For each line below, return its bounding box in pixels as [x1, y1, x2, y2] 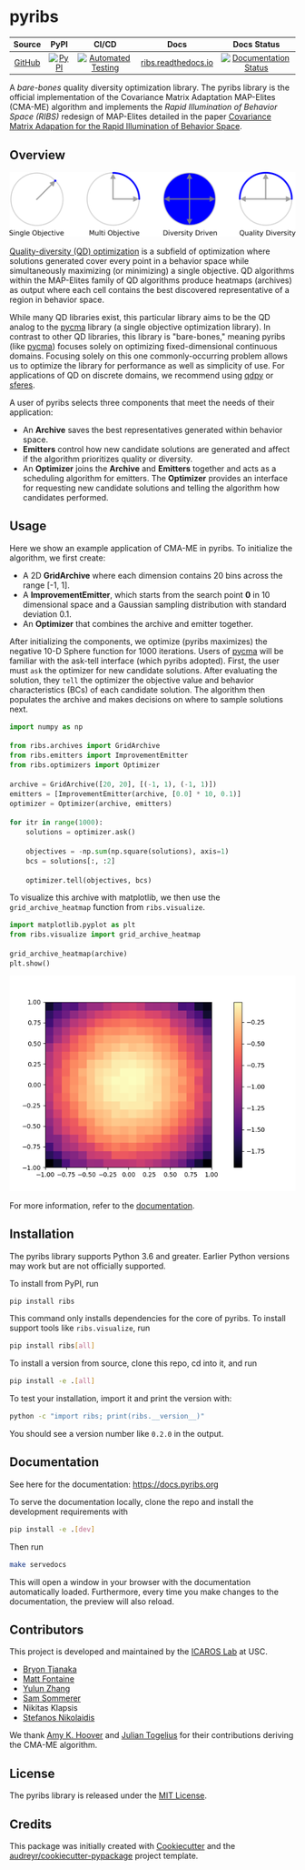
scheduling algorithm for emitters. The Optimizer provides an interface [22, 472, 289, 483]
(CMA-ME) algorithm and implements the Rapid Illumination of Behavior [9, 102, 278, 113]
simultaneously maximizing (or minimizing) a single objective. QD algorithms [9, 265, 295, 276]
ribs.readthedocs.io [140, 57, 213, 68]
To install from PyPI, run [9, 1278, 99, 1289]
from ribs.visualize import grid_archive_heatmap [9, 930, 202, 939]
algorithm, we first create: [9, 552, 106, 563]
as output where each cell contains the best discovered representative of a [9, 284, 290, 295]
